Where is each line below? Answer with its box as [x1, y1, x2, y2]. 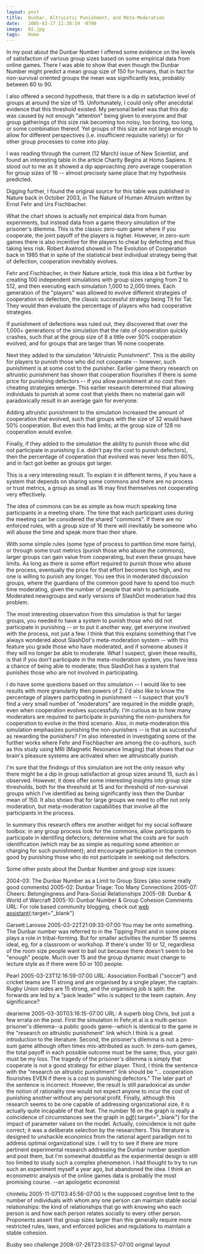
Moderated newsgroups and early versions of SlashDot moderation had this [6, 593, 197, 600]
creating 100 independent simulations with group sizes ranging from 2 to [6, 276, 189, 284]
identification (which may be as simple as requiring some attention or [6, 840, 180, 848]
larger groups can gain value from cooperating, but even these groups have [6, 553, 197, 561]
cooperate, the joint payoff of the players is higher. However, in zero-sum [6, 232, 190, 239]
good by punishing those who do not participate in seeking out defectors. [6, 854, 191, 861]
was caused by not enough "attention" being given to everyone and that [6, 112, 188, 120]
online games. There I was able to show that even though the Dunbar [6, 62, 180, 69]
